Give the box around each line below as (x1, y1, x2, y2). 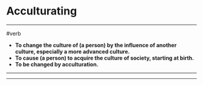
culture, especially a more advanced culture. (14, 48, 130, 55)
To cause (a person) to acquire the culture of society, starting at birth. (14, 54, 195, 61)
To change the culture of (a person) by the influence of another (14, 41, 177, 49)
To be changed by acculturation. (14, 60, 98, 68)
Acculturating (6, 4, 77, 18)
